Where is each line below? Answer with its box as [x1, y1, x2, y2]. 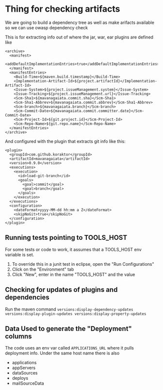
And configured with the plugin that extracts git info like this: [5, 138, 126, 144]
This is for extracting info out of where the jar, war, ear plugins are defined [5, 34, 154, 40]
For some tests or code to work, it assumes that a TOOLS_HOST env [5, 246, 142, 252]
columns [5, 332, 32, 340]
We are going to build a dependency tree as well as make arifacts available [5, 19, 154, 25]
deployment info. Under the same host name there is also [5, 350, 120, 356]
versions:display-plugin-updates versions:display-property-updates [5, 311, 147, 316]
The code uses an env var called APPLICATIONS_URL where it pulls [5, 345, 134, 351]
